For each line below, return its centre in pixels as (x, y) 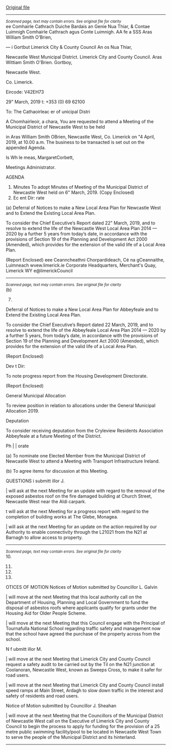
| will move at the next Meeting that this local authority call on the (74, 597)
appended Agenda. (26, 148)
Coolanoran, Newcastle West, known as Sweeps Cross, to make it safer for (84, 670)
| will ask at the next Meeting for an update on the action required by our (81, 527)
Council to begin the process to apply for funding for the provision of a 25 (83, 726)
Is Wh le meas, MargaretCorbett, (40, 157)
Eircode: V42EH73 (25, 92)
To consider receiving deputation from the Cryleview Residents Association (84, 430)
